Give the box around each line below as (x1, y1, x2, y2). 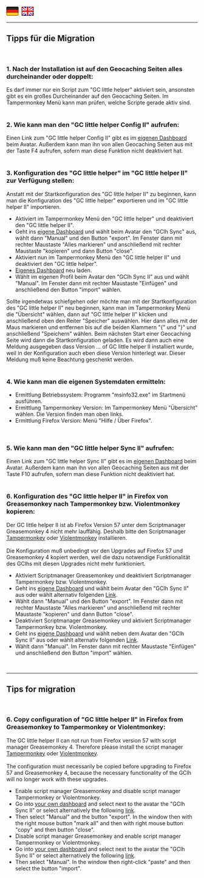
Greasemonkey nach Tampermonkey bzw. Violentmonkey (6, 500, 180, 508)
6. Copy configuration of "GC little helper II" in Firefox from (6, 715, 183, 724)
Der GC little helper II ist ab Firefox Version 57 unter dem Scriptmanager (6, 521, 186, 528)
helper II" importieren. (6, 203, 61, 210)
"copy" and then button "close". (15, 826, 95, 833)
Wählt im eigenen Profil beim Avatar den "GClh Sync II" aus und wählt (15, 273, 189, 280)
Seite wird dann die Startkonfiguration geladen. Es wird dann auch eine (6, 336, 184, 344)
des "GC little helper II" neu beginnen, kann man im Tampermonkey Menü (6, 304, 191, 311)
